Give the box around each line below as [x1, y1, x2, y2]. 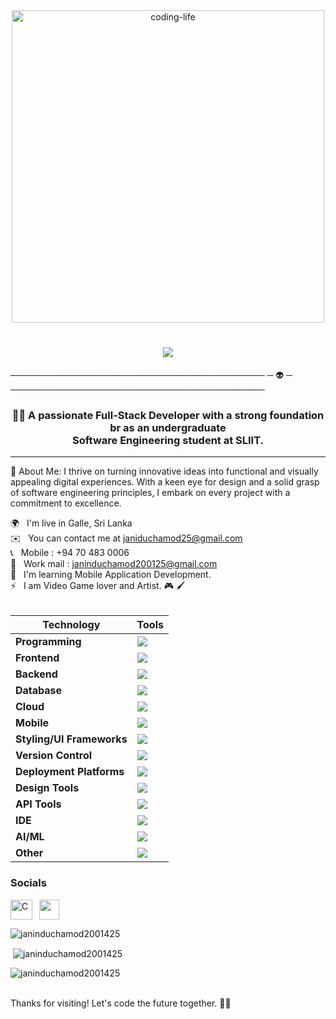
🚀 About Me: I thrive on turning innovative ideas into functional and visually [10, 465, 319, 478]
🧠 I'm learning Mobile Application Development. [10, 569, 212, 581]
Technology [42, 618, 101, 632]
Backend [15, 667, 58, 681]
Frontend [15, 651, 60, 665]
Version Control [15, 749, 93, 763]
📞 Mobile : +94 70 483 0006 [10, 547, 130, 559]
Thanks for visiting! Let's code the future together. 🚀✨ [10, 997, 232, 1009]
